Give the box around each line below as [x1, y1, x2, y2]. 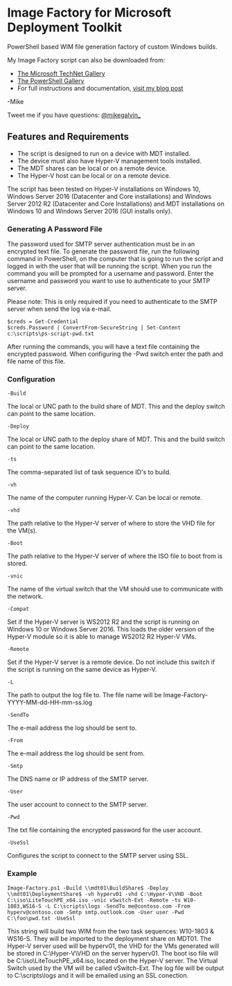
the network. [7, 592, 44, 600]
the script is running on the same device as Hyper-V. [7, 665, 157, 674]
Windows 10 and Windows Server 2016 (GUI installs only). [7, 206, 172, 215]
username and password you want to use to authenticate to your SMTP [7, 277, 211, 285]
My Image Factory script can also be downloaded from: [7, 55, 166, 64]
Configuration [7, 374, 55, 384]
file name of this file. [7, 357, 66, 366]
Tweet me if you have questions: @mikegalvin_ [7, 111, 141, 119]
